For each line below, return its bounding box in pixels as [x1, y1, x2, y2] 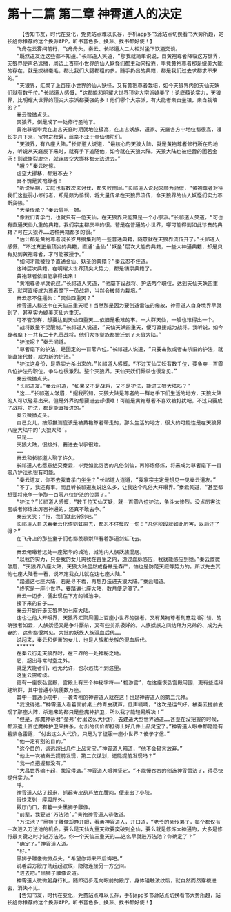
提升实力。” [7, 774, 34, 782]
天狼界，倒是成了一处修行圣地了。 [16, 119, 99, 126]
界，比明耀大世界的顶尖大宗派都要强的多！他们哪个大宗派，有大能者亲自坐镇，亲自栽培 [7, 97, 218, 103]
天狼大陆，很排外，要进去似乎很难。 [16, 441, 104, 448]
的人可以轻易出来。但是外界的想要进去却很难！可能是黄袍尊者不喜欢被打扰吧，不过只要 [7, 397, 218, 404]
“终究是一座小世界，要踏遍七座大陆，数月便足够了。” [16, 585, 143, 592]
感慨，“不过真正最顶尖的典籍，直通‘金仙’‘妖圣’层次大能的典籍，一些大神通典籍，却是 [7, 243, 218, 250]
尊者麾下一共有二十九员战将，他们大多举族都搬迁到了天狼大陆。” [7, 331, 162, 338]
